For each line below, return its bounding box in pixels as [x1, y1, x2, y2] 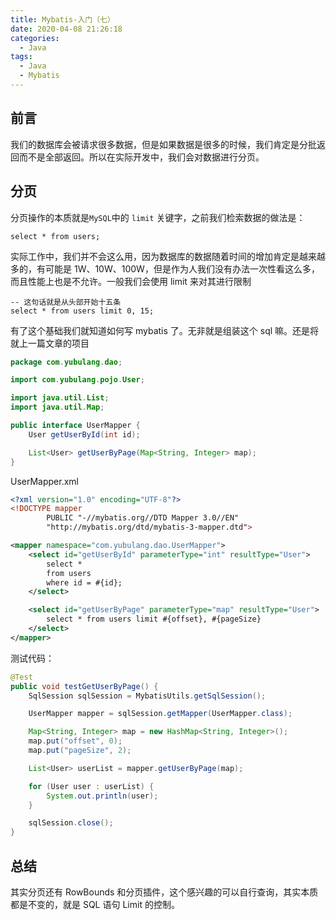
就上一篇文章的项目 [10, 337, 90, 349]
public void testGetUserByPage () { [10, 681, 159, 691]
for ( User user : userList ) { [28, 781, 155, 791]
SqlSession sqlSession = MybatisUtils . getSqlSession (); [28, 691, 267, 701]
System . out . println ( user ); [46, 791, 159, 801]
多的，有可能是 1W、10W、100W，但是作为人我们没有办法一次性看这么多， [10, 262, 320, 275]
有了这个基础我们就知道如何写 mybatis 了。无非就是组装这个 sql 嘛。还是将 [10, 324, 320, 336]
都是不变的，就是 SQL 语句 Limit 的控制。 [10, 898, 180, 910]
